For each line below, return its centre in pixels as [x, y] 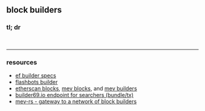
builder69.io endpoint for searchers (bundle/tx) [74, 95]
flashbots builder [36, 82]
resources [22, 62]
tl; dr [13, 27]
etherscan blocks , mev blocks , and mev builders [76, 88]
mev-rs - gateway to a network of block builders [76, 101]
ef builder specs [36, 75]
